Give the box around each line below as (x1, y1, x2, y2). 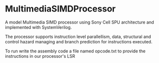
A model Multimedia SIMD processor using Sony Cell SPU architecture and (5, 19, 154, 25)
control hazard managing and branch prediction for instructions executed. (5, 38, 153, 44)
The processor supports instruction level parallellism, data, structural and (5, 34, 151, 39)
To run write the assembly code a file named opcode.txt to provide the (5, 48, 146, 54)
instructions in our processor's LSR (5, 53, 75, 59)
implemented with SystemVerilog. (5, 24, 72, 30)
